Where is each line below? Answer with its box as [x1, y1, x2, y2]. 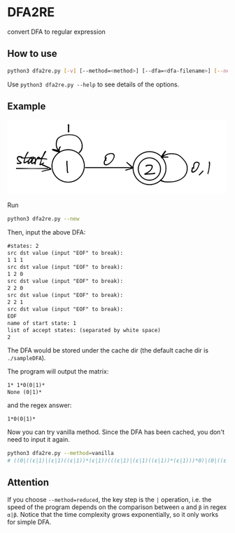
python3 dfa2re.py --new [7, 216, 80, 223]
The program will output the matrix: [7, 367, 109, 376]
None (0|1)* [7, 389, 42, 396]
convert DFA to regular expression [7, 27, 106, 36]
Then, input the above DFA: [7, 228, 86, 237]
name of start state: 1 [7, 320, 77, 327]
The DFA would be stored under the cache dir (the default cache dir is [7, 346, 208, 355]
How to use [7, 48, 57, 60]
